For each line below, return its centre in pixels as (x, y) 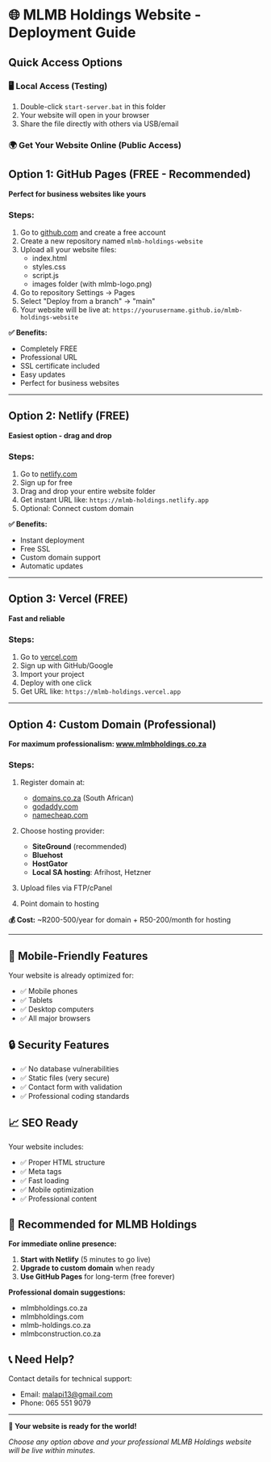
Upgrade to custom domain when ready (87, 1268)
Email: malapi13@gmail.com (66, 1394)
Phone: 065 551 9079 (55, 1403)
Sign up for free (46, 483)
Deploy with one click (56, 683)
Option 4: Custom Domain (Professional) (113, 724)
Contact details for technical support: (70, 1379)
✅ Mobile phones (49, 991)
